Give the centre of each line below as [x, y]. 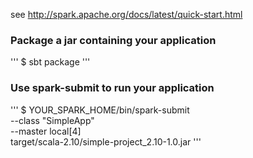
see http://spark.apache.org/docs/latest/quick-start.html [126, 14]
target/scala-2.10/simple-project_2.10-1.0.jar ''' [106, 141]
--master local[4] [46, 131]
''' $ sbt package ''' [50, 62]
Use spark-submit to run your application [112, 88]
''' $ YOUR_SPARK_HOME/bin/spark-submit [100, 110]
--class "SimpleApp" [52, 120]
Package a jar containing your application [113, 40]
